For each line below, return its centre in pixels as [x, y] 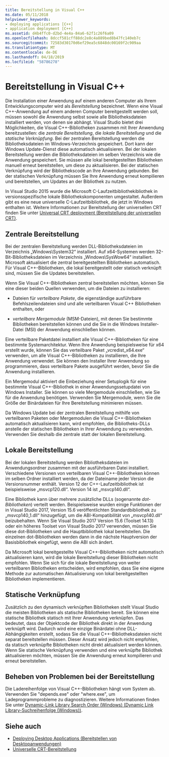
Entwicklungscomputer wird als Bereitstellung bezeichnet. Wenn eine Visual [84, 106]
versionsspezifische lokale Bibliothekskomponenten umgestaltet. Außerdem [84, 197]
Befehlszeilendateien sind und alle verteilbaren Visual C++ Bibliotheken [87, 304]
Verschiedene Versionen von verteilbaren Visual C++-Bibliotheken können [82, 473]
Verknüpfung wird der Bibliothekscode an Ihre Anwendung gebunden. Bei [82, 171]
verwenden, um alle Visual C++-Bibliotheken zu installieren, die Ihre [76, 355]
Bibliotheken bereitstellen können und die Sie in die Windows [76, 324]
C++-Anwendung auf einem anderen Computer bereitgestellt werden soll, [82, 111]
